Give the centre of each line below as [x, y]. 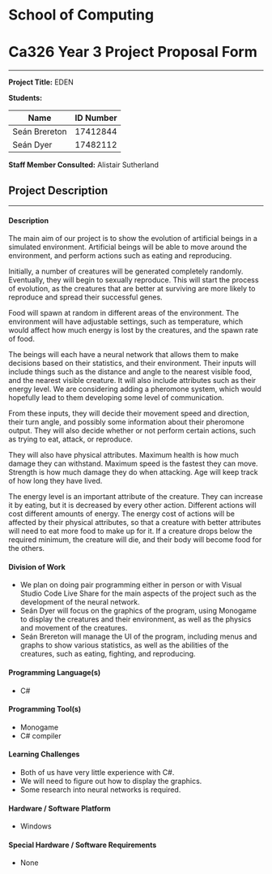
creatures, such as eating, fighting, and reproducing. [108, 654]
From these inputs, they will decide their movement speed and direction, [129, 413]
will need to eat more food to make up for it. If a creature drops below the [130, 531]
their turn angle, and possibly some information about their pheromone [126, 422]
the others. [27, 549]
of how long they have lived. [55, 481]
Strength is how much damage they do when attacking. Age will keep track [133, 472]
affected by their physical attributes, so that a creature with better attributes [135, 523]
